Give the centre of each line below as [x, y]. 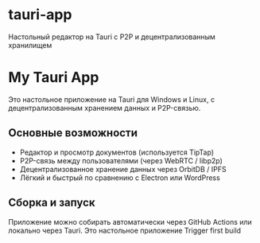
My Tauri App [54, 78]
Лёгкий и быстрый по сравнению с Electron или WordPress [120, 178]
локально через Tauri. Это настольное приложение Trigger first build [124, 230]
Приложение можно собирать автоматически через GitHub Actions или [130, 221]
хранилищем [30, 45]
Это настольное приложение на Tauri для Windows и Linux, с [112, 99]
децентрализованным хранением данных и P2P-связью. [105, 108]
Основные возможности [73, 133]
